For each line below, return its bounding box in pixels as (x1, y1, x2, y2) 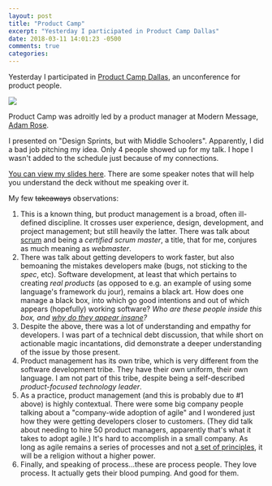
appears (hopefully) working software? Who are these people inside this (19, 304, 262, 314)
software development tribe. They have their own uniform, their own (19, 365, 248, 374)
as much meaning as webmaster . (19, 244, 132, 253)
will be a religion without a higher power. (19, 451, 156, 460)
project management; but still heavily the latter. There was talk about (19, 227, 250, 236)
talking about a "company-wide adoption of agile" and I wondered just (19, 408, 256, 417)
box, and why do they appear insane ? (19, 313, 148, 322)
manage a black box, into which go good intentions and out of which (19, 296, 250, 305)
